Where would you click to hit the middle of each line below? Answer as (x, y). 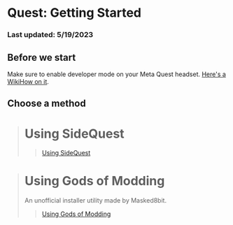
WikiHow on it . (28, 81)
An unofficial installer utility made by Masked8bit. (95, 201)
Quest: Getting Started (75, 13)
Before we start (42, 57)
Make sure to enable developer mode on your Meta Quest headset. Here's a (116, 74)
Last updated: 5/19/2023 (50, 35)
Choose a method (47, 104)
